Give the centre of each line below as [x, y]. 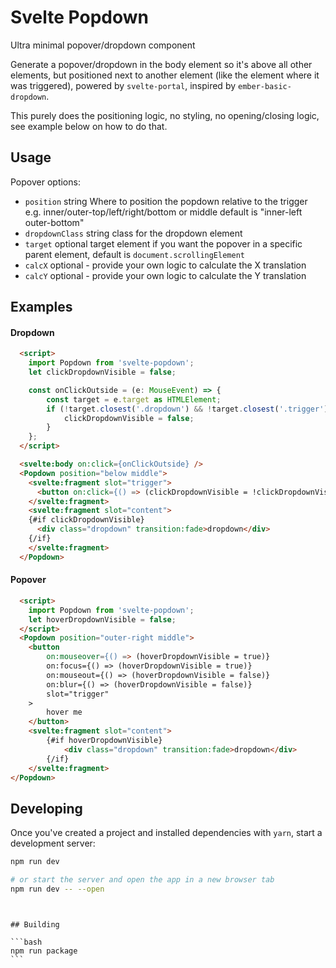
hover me [64, 712]
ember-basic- [265, 86]
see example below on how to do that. [89, 126]
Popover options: [45, 182]
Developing [46, 808]
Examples [41, 307]
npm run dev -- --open [57, 889]
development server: [53, 843]
